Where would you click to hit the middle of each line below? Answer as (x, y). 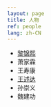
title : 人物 (23, 20)
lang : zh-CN (24, 33)
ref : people (24, 26)
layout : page (26, 13)
